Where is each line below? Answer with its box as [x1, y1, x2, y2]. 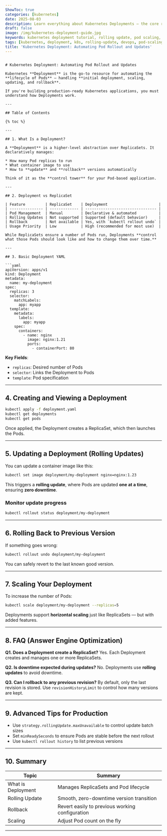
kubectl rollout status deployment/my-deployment [5, 511, 110, 516]
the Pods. [5, 430, 25, 436]
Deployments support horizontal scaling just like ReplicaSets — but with [5, 612, 154, 618]
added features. [5, 617, 38, 623]
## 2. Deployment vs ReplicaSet [5, 193, 72, 198]
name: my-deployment [9, 280, 52, 285]
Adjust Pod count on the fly [57, 817, 121, 824]
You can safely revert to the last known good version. [5, 561, 114, 567]
